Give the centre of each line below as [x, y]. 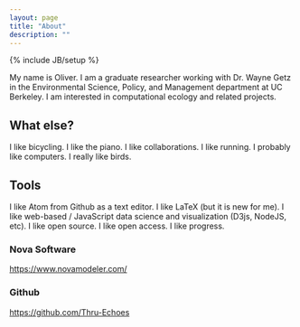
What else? [42, 125]
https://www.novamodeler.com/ [69, 269]
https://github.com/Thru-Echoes [70, 312]
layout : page [34, 18]
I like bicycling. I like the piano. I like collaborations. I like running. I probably [150, 147]
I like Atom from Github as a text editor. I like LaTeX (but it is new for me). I [147, 207]
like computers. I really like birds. [70, 157]
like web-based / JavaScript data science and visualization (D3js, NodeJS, [148, 216]
